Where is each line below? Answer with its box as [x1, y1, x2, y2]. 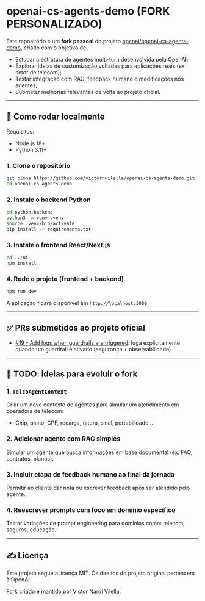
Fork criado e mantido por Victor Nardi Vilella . [6, 588, 121, 596]
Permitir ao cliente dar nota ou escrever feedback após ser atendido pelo [6, 484, 190, 491]
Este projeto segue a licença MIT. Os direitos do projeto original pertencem [6, 569, 195, 577]
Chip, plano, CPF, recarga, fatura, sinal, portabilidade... [15, 419, 154, 426]
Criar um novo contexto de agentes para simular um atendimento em [6, 401, 179, 408]
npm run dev [6, 288, 37, 294]
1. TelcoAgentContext [6, 387, 67, 395]
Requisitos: [6, 128, 35, 135]
